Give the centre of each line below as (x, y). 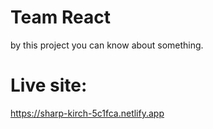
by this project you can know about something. (107, 45)
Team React (60, 17)
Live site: (49, 85)
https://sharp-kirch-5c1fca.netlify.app (87, 113)
